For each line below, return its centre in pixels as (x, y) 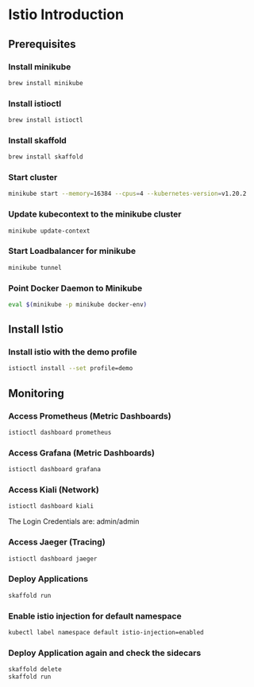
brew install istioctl (46, 120)
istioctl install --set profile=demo (71, 369)
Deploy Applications (48, 579)
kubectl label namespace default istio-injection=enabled (106, 632)
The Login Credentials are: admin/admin (74, 521)
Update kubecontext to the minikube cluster (95, 214)
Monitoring (37, 393)
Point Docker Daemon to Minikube (75, 288)
